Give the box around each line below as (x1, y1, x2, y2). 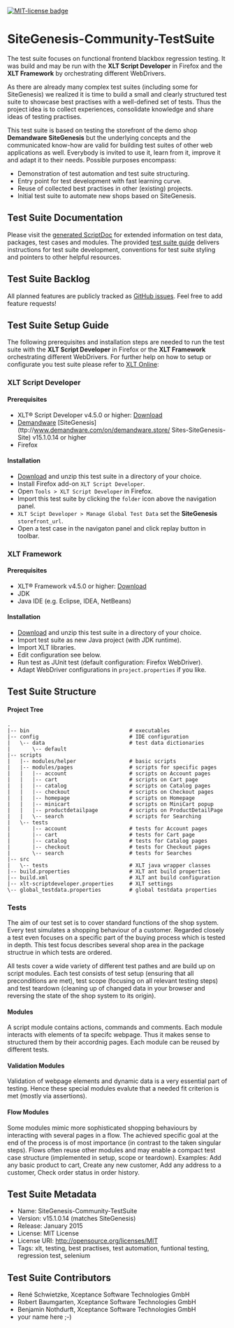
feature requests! (7, 299, 57, 307)
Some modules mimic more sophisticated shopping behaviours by (7, 1124, 198, 1132)
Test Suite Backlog (7, 273, 91, 285)
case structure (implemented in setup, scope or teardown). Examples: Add (7, 1153, 221, 1161)
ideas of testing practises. (7, 112, 82, 120)
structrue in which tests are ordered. (7, 948, 112, 956)
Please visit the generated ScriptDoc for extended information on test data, (7, 230, 224, 239)
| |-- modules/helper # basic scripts (7, 757, 177, 764)
